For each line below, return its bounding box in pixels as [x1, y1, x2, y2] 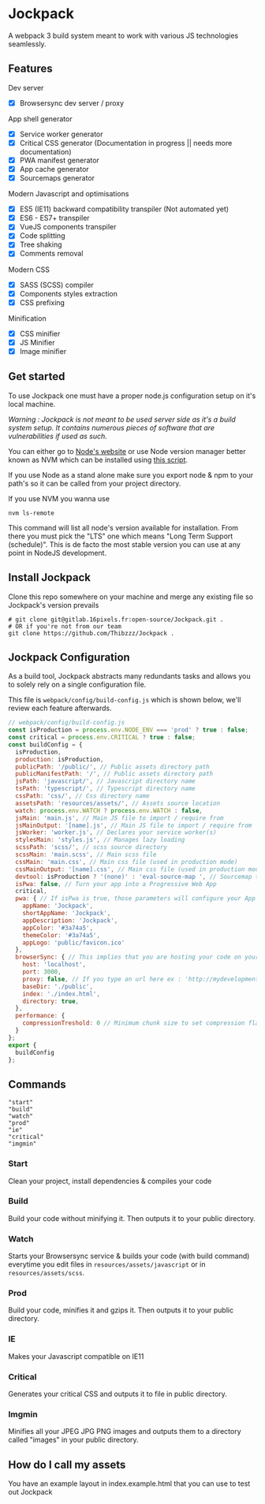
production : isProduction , [15, 755, 104, 763]
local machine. [8, 399, 56, 408]
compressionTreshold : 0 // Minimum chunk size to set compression [22, 1019, 245, 1027]
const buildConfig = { [8, 740, 83, 749]
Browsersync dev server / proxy [19, 98, 125, 107]
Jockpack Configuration [8, 650, 130, 664]
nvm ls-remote [8, 509, 55, 517]
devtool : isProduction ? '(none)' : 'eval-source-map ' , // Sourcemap [15, 873, 252, 880]
